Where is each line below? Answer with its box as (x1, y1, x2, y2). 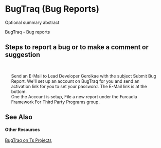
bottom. (11, 89, 27, 94)
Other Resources (5, 127, 40, 132)
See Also (5, 113, 33, 121)
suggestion (5, 51, 40, 59)
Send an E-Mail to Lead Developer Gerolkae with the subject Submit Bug (11, 73, 157, 79)
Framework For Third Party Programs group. (11, 99, 100, 105)
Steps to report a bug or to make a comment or (5, 43, 149, 52)
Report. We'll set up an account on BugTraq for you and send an (11, 78, 140, 84)
